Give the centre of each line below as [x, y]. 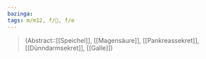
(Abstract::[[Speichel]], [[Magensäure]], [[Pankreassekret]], [112, 40]
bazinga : [20, 14]
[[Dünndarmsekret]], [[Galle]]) [69, 48]
